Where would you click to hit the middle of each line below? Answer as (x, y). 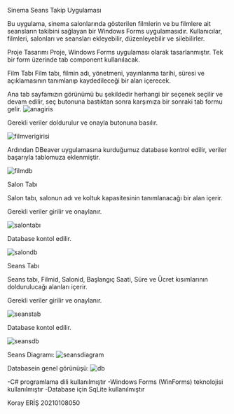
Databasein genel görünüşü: (48, 368)
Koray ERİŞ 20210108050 (44, 403)
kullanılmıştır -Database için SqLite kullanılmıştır (76, 389)
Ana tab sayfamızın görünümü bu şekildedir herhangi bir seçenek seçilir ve (115, 94)
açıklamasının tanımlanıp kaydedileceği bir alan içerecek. (89, 81)
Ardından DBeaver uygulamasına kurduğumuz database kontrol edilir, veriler (117, 150)
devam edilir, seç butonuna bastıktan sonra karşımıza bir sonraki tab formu (115, 102)
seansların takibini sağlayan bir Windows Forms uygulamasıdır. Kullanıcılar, (115, 31)
